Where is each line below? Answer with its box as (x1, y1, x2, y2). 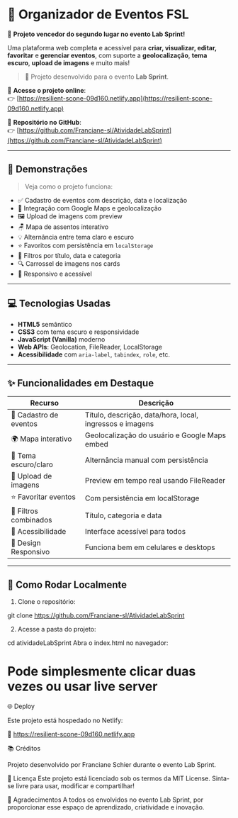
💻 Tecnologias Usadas (7, 298, 111, 310)
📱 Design (11, 538, 41, 548)
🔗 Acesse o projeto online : (7, 86, 86, 94)
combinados (11, 515, 52, 525)
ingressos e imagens (84, 419, 154, 429)
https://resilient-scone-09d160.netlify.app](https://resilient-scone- (18, 94, 212, 102)
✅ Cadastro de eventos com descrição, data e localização (17, 196, 188, 204)
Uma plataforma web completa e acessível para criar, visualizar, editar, (7, 43, 217, 52)
